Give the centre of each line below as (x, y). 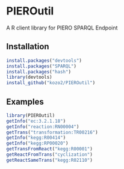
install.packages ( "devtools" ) (44, 60)
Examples (25, 101)
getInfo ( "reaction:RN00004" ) (43, 127)
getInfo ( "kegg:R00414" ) (36, 138)
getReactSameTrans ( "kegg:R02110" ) (50, 160)
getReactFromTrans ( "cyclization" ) (50, 155)
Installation (28, 47)
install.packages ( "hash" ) (39, 72)
